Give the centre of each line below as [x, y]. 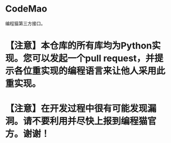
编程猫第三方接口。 [25, 23]
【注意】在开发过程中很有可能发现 [77, 109]
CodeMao [26, 9]
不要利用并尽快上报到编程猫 [90, 121]
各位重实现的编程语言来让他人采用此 [90, 71]
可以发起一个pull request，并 [93, 58]
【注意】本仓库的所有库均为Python [79, 46]
